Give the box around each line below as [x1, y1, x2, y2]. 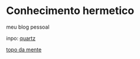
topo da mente [6, 46, 42, 53]
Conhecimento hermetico [6, 4, 135, 18]
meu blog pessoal [6, 23, 50, 30]
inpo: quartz [6, 34, 36, 41]
